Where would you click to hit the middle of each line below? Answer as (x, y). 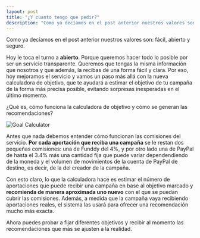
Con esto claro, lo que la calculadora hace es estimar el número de (88, 180)
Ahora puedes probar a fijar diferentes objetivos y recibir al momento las (95, 223)
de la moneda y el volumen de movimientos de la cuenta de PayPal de (92, 162)
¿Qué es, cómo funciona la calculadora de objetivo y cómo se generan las (97, 107)
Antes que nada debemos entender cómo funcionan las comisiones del (93, 136)
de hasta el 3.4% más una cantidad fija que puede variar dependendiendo (97, 155)
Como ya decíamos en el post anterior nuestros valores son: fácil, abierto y (98, 40)
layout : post (22, 12)
